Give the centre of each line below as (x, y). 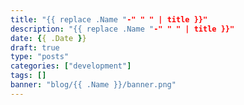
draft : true (35, 47)
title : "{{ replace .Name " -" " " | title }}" (109, 19)
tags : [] (28, 76)
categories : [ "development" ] (71, 66)
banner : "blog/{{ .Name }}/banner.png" (93, 85)
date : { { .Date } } (48, 38)
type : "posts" (40, 57)
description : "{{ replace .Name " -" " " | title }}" (122, 29)
